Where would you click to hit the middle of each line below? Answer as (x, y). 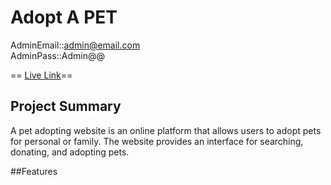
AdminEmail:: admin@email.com (75, 45)
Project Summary (66, 106)
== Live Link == (41, 75)
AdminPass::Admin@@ (58, 55)
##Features (34, 171)
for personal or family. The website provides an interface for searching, (157, 141)
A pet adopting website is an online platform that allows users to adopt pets (166, 130)
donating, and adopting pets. (70, 152)
